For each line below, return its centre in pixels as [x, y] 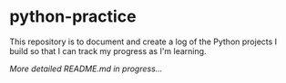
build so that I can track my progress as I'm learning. [108, 51]
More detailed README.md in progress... [86, 69]
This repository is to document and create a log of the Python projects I [143, 41]
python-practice [73, 17]
